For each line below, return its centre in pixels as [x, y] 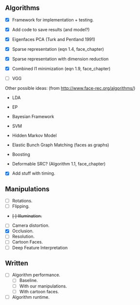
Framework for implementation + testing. [53, 20]
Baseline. [28, 281]
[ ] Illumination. [27, 216]
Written [17, 263]
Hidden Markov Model [34, 136]
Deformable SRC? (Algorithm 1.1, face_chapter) [59, 164]
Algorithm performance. [36, 275]
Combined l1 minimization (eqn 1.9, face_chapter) [61, 69]
